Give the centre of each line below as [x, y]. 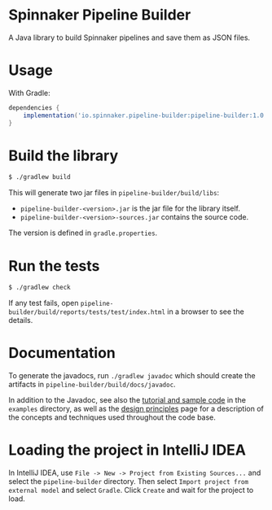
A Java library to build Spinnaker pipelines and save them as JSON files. [129, 37]
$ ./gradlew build [39, 177]
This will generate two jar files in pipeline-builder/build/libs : [114, 193]
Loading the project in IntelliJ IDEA [127, 450]
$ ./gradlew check [39, 288]
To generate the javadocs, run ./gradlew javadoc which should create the [132, 376]
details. [21, 320]
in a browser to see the [205, 312]
